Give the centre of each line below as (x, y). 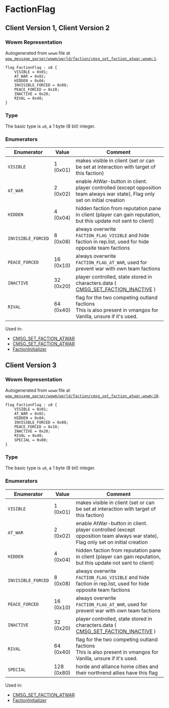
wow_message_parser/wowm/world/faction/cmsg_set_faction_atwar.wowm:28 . (82, 396)
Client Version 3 (31, 365)
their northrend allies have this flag (117, 673)
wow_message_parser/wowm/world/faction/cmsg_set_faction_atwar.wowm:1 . (81, 58)
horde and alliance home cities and (117, 666)
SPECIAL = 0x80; (31, 440)
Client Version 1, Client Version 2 (57, 28)
